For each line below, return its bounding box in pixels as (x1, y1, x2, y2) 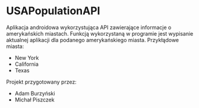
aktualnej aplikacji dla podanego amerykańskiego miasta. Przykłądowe (6, 36, 179, 43)
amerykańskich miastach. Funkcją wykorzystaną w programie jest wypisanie (6, 30, 194, 37)
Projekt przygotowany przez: (6, 78, 77, 85)
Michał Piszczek (14, 96, 55, 103)
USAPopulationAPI (6, 4, 100, 18)
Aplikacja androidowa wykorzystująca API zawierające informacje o (6, 24, 172, 31)
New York (14, 54, 39, 61)
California (14, 61, 39, 68)
